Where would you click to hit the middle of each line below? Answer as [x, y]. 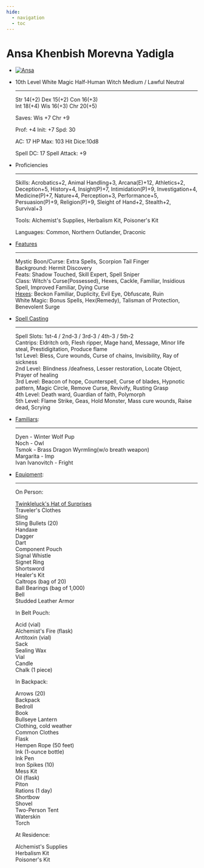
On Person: [29, 492]
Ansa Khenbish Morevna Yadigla [90, 53]
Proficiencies [32, 165]
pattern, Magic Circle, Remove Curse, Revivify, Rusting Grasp [92, 388]
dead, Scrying [32, 407]
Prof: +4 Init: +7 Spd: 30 [45, 130]
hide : [13, 12]
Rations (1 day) [34, 791]
